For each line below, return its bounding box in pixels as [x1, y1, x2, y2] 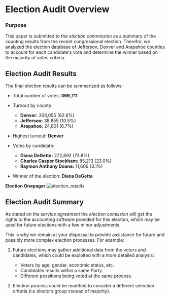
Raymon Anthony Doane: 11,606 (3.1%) [20, 163, 103, 169]
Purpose [5, 22, 27, 29]
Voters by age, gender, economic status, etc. [20, 262, 114, 268]
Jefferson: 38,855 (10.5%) [20, 118, 76, 124]
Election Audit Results [5, 69, 77, 78]
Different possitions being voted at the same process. [20, 273, 132, 279]
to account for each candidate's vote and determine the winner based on [5, 49, 158, 55]
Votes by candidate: [12, 143, 55, 149]
